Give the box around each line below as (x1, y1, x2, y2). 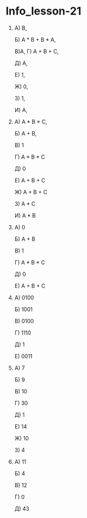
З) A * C (14, 200, 36, 207)
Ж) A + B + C (14, 188, 48, 195)
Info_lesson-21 (5, 4, 82, 18)
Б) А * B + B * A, (14, 36, 56, 43)
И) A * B (14, 212, 36, 219)
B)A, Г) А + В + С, (14, 47, 59, 55)
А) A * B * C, (14, 118, 48, 125)
